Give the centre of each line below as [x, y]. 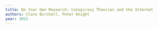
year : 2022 [17, 19]
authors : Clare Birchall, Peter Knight [48, 14]
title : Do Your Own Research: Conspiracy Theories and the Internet [79, 10]
